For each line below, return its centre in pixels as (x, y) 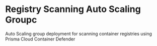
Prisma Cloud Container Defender (40, 39)
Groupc (21, 20)
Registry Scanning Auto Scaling (73, 9)
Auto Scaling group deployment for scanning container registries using (79, 33)
